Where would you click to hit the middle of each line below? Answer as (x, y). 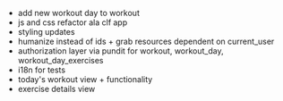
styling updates (46, 32)
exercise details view (56, 89)
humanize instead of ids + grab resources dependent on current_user (146, 41)
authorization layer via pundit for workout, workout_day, (120, 51)
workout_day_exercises (60, 60)
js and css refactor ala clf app (73, 22)
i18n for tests (41, 70)
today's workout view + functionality (85, 79)
